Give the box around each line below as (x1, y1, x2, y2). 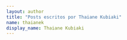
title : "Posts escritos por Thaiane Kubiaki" (6, 14, 122, 20)
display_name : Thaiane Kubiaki (6, 25, 84, 31)
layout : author (6, 8, 44, 15)
